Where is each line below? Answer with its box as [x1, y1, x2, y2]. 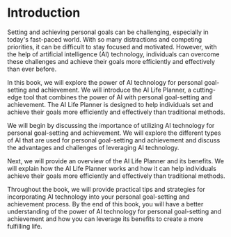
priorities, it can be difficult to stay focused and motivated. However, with [7, 42, 217, 51]
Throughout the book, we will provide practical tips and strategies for [7, 185, 205, 193]
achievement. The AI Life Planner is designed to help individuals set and [7, 100, 214, 108]
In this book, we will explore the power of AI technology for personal [7, 78, 203, 86]
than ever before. [7, 65, 57, 73]
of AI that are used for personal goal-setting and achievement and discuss [7, 136, 221, 144]
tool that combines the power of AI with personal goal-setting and [23, 92, 212, 101]
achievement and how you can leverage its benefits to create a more [7, 214, 204, 223]
